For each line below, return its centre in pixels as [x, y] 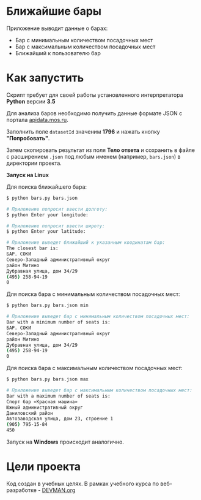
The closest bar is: [33, 248]
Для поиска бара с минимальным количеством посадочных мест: [93, 294]
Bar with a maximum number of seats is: [59, 396]
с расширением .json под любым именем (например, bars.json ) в [94, 156]
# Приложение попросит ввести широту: [56, 226]
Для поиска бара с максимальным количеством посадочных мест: [95, 368]
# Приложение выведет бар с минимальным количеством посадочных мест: [98, 317]
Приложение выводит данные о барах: [57, 28]
